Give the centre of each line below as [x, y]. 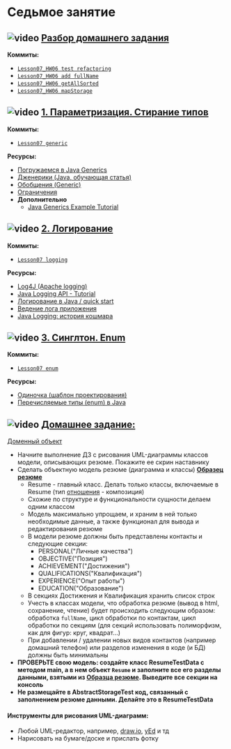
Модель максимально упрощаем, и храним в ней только [112, 514]
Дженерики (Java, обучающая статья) [74, 177]
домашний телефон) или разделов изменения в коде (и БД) [117, 648]
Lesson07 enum [38, 369]
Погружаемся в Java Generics [62, 170]
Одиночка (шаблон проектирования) [72, 395]
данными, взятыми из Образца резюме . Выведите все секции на [117, 677]
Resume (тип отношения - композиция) [86, 492]
